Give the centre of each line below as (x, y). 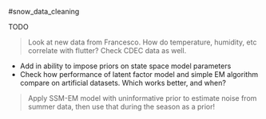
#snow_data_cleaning (44, 12)
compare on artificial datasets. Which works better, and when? (123, 83)
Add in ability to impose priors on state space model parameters (125, 66)
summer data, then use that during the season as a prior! (121, 107)
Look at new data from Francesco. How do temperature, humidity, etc (142, 42)
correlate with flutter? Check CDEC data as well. (107, 50)
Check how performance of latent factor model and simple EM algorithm (139, 74)
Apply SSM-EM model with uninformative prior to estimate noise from (142, 98)
